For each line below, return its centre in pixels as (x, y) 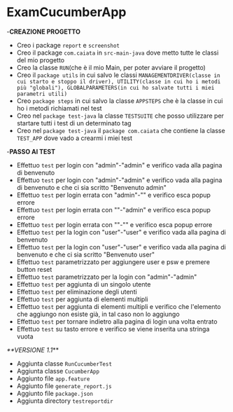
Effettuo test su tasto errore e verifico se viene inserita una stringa (113, 329)
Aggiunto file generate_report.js (64, 385)
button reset (34, 269)
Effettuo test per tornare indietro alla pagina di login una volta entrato (117, 321)
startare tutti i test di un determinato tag (74, 123)
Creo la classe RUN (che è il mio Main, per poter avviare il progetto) (111, 67)
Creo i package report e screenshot (68, 45)
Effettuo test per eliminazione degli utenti (77, 291)
